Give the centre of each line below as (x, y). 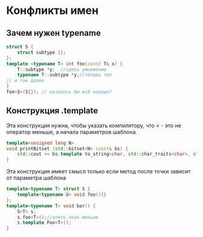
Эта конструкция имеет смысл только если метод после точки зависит (98, 172)
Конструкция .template (52, 111)
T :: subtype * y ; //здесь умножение (62, 69)
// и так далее (25, 81)
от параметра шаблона (36, 178)
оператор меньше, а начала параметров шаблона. (72, 132)
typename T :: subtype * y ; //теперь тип (65, 75)
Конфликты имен (52, 11)
